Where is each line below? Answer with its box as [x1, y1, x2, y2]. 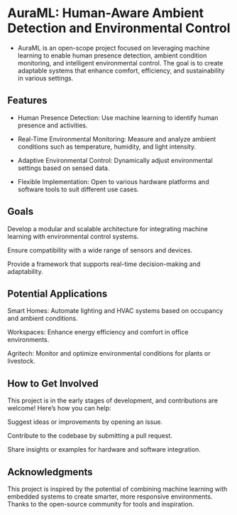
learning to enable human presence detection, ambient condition [17, 51, 207, 60]
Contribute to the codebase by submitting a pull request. [7, 432, 172, 440]
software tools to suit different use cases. [17, 185, 140, 193]
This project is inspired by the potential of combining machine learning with [7, 485, 228, 493]
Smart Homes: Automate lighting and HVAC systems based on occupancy [7, 307, 224, 315]
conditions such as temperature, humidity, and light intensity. [17, 142, 197, 151]
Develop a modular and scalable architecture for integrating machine [7, 224, 208, 233]
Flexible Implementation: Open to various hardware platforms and [17, 177, 209, 186]
